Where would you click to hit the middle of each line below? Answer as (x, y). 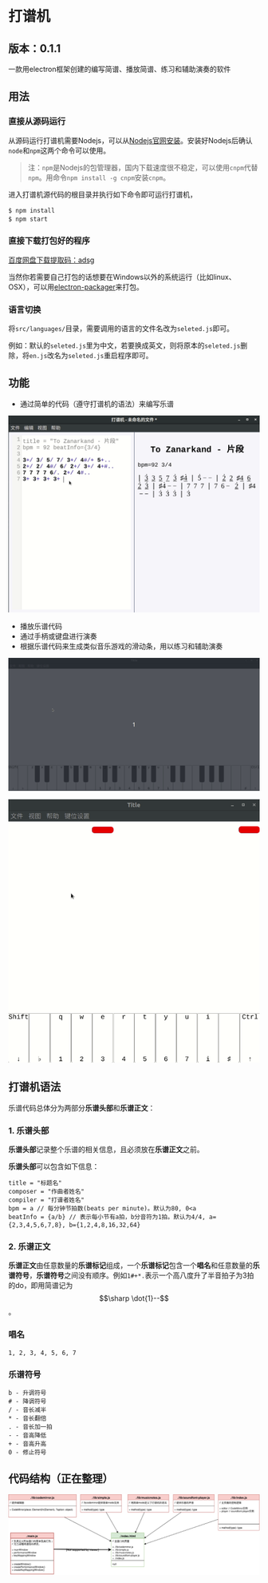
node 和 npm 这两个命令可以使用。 (59, 150)
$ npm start (28, 219)
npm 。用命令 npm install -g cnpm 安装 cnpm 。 (99, 177)
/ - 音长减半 (28, 1410)
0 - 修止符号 (28, 1453)
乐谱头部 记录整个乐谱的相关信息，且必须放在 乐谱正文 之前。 (106, 1150)
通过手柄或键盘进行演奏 (58, 636)
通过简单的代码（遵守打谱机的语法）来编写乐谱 (97, 404)
